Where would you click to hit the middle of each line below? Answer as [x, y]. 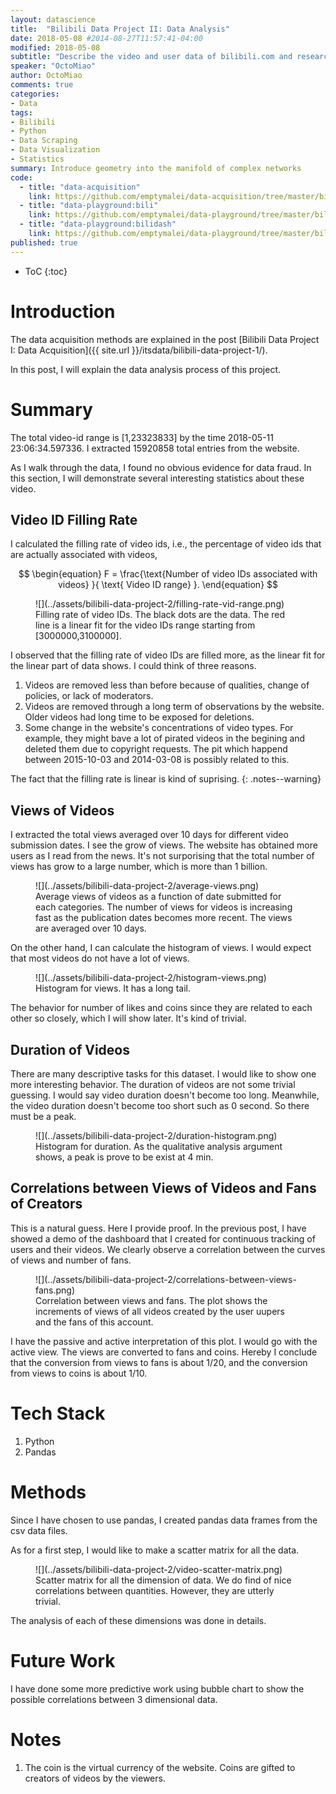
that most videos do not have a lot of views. [100, 958]
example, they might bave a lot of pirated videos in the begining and [165, 738]
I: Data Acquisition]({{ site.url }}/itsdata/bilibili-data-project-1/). [139, 350]
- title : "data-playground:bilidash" [98, 224]
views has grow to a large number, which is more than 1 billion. [139, 867]
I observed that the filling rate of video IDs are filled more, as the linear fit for [168, 655]
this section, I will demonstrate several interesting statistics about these [157, 478]
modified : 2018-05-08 [55, 47]
